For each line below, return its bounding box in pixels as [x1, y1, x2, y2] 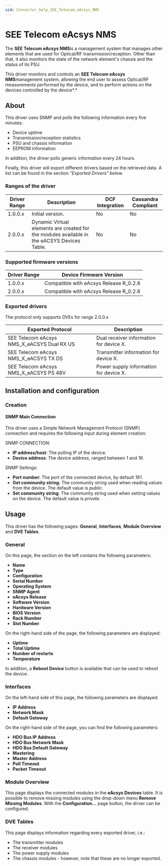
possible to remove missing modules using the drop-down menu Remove [5, 795, 156, 801]
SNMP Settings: [5, 464, 38, 470]
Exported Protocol [27, 326, 72, 333]
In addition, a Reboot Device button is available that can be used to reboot [5, 665, 158, 671]
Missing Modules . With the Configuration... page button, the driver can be [5, 801, 160, 807]
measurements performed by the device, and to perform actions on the [5, 81, 152, 87]
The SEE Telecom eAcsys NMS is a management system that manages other [5, 45, 163, 51]
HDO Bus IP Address [12, 734, 56, 740]
